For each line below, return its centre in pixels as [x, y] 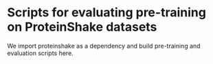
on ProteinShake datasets [82, 27]
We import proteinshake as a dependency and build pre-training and [104, 46]
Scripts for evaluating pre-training [106, 13]
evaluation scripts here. [40, 53]
